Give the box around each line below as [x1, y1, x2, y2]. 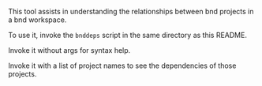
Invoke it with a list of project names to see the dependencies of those [8, 61, 237, 70]
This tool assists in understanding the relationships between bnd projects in [8, 7, 254, 16]
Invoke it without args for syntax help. [8, 46, 131, 54]
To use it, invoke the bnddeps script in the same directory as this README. [8, 31, 247, 39]
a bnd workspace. [8, 15, 67, 24]
